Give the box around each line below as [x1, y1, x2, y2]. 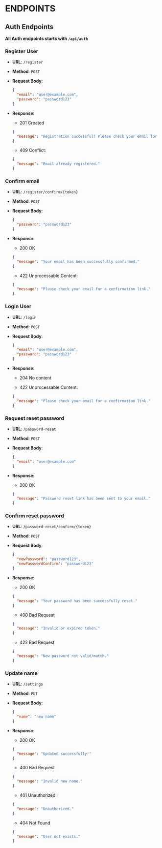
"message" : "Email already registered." [17, 161, 100, 166]
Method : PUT [12, 691, 38, 696]
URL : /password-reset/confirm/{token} [12, 524, 92, 530]
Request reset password [5, 414, 65, 421]
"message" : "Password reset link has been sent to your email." [17, 496, 151, 501]
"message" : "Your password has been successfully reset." [17, 598, 138, 603]
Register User [5, 48, 38, 55]
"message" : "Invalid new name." [17, 779, 83, 784]
